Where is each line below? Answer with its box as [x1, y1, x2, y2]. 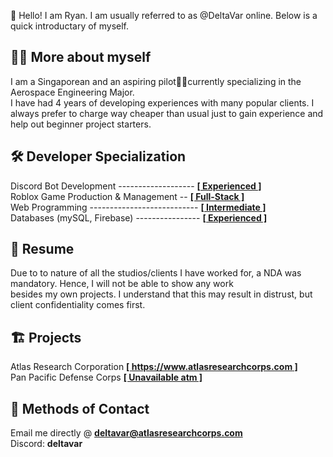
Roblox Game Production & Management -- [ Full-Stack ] [10, 190, 245, 202]
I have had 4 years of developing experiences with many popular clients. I [10, 96, 315, 109]
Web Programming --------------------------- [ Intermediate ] [10, 201, 267, 213]
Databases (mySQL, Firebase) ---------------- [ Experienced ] [10, 211, 268, 224]
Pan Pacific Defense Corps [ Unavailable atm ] [10, 371, 203, 384]
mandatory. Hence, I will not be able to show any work [10, 278, 234, 290]
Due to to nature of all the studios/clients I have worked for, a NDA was [10, 267, 302, 279]
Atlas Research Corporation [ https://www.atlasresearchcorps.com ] [10, 361, 298, 373]
